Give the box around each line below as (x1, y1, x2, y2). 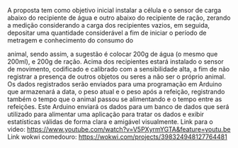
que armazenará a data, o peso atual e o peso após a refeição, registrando (7, 88, 225, 96)
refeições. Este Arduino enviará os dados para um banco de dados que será (7, 103, 229, 110)
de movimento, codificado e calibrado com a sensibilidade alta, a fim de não (7, 65, 230, 73)
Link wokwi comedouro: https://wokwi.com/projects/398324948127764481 (7, 132, 228, 141)
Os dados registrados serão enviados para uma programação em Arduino (7, 80, 222, 88)
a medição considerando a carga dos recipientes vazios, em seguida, (7, 21, 210, 29)
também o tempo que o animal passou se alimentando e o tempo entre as (7, 95, 222, 103)
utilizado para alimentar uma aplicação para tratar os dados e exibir (7, 110, 204, 118)
